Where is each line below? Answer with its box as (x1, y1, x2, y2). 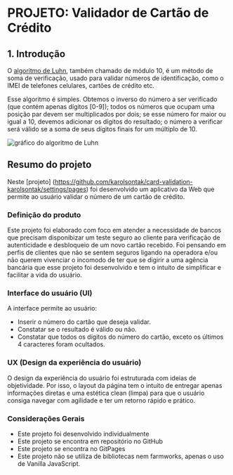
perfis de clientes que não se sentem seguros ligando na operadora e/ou (7, 248, 218, 257)
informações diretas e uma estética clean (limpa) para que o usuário (7, 389, 205, 397)
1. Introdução (7, 48, 65, 60)
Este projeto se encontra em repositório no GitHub (17, 437, 164, 445)
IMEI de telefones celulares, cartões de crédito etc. (7, 82, 154, 89)
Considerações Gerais (7, 413, 85, 423)
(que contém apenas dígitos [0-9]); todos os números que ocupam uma (7, 103, 215, 110)
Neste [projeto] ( (7, 177, 55, 186)
